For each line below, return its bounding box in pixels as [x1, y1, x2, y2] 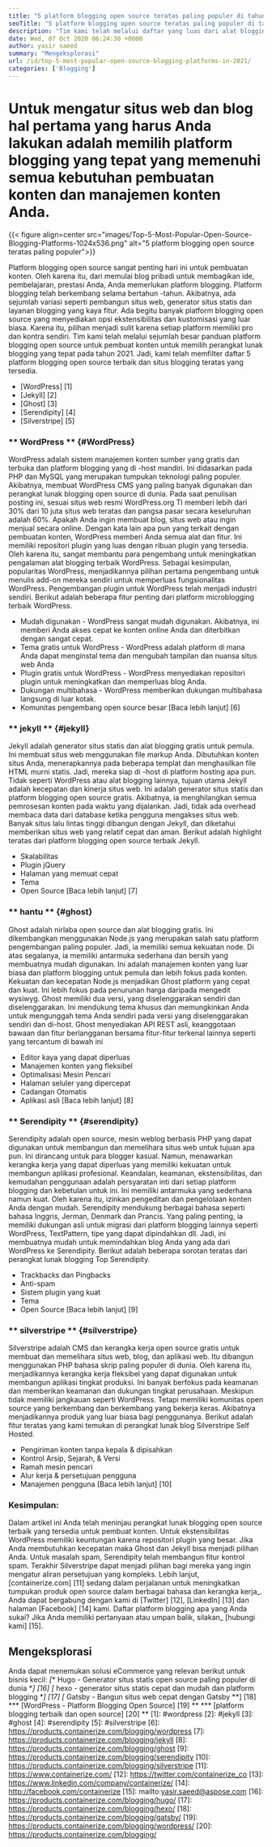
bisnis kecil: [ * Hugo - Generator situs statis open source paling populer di [8, 1674, 257, 1685]
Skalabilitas [19, 851, 59, 861]
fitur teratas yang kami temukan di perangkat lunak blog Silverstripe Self [8, 1421, 249, 1431]
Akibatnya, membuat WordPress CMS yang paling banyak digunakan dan [8, 480, 253, 490]
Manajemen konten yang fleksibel [19, 1060, 134, 1070]
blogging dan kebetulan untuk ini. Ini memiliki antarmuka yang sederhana [8, 1185, 253, 1195]
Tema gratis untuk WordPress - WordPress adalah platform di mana [19, 642, 245, 652]
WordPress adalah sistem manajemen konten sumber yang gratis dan [8, 454, 240, 464]
